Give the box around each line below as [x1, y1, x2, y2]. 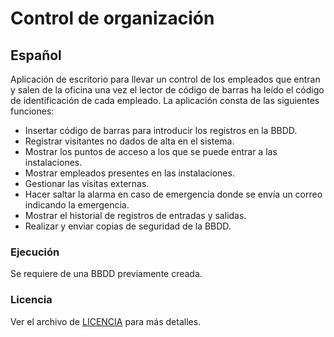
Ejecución [10, 245, 60, 259]
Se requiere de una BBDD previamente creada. [10, 268, 203, 280]
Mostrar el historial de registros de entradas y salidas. [24, 210, 247, 221]
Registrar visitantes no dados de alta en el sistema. [24, 135, 235, 147]
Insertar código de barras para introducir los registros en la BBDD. [24, 125, 298, 136]
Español [10, 47, 62, 64]
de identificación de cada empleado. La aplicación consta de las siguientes [10, 95, 320, 106]
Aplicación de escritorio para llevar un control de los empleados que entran [10, 73, 321, 85]
